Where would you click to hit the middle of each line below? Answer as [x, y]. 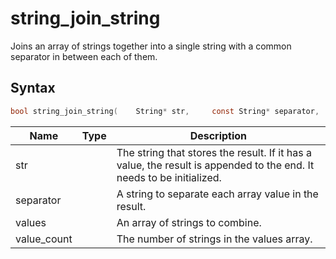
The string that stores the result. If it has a [214, 152]
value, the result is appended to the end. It [215, 165]
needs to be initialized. [169, 177]
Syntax [33, 88]
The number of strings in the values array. [214, 239]
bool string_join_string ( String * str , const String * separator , [165, 111]
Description [218, 135]
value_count [44, 239]
